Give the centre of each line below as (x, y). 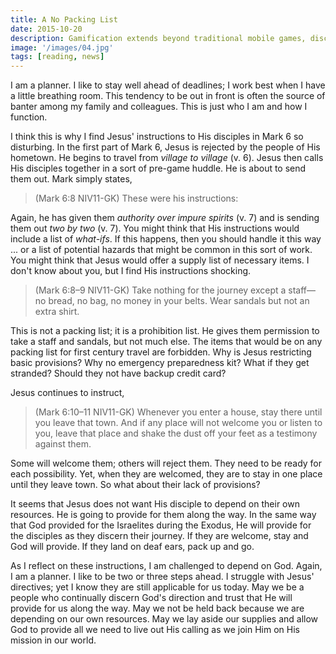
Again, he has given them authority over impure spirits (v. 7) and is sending (165, 218)
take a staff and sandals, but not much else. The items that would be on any (166, 342)
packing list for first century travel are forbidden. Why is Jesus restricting (161, 352)
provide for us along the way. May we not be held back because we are (157, 608)
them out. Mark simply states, (71, 179)
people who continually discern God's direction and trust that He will (151, 598)
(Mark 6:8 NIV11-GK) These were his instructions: (136, 198)
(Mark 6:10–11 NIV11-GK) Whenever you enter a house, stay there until (178, 412)
